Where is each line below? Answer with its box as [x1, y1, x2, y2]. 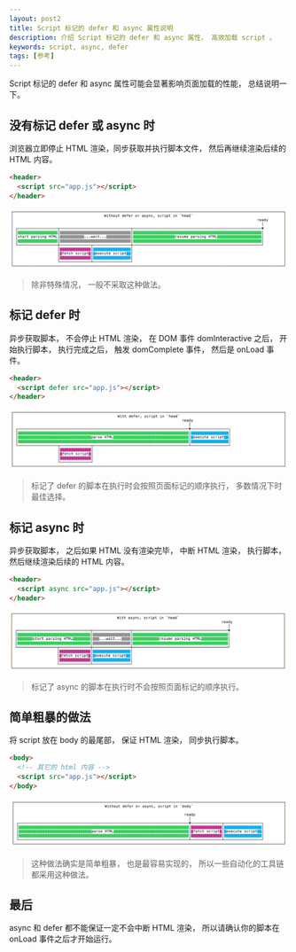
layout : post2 [9, 14, 62, 23]
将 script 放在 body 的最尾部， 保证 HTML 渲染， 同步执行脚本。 [9, 735, 244, 745]
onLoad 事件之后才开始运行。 [9, 933, 117, 944]
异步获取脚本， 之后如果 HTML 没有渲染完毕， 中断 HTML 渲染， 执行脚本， [9, 545, 286, 556]
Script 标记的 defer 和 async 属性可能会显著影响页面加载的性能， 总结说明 [9, 78, 279, 89]
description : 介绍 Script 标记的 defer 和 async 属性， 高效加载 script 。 [9, 33, 277, 42]
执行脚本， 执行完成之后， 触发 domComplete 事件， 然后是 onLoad [16, 344, 265, 355]
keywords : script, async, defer [9, 43, 129, 51]
